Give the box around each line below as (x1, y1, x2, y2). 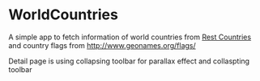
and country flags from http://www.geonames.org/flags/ (8, 40, 196, 50)
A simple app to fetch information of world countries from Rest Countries (8, 32, 252, 42)
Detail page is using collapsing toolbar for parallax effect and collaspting (8, 56, 249, 66)
